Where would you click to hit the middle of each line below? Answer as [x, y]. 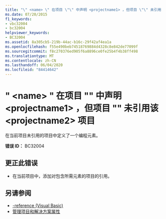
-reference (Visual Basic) [38, 205]
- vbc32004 [16, 24]
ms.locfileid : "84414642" [32, 70]
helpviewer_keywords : [27, 33]
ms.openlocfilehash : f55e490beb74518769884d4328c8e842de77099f [72, 47]
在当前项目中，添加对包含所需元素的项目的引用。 [62, 176]
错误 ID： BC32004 [25, 146]
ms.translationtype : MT [30, 56]
